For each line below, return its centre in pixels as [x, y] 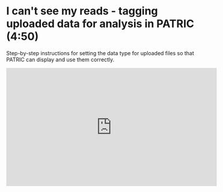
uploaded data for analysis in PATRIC [100, 24]
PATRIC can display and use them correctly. [60, 59]
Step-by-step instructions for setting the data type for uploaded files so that [100, 53]
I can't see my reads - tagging [82, 11]
